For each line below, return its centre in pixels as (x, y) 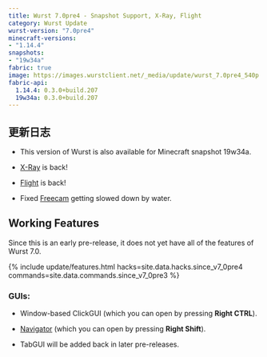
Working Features (54, 224)
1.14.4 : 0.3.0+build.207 (57, 90)
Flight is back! (43, 183)
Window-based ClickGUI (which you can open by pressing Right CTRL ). (138, 314)
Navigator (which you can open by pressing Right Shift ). (113, 329)
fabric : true (30, 68)
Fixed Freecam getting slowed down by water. (96, 199)
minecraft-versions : (43, 38)
